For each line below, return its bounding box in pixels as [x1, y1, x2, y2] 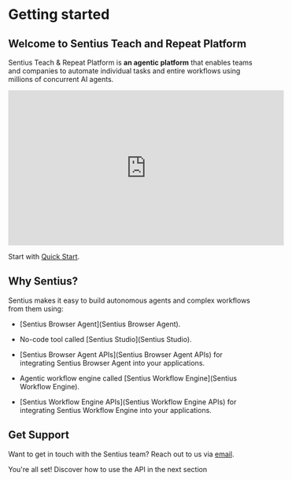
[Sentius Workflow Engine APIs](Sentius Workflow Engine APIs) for [19, 396, 237, 407]
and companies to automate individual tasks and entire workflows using [8, 66, 241, 76]
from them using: [8, 303, 64, 313]
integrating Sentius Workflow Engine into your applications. [19, 405, 213, 415]
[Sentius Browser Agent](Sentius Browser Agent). [19, 319, 181, 329]
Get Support [8, 428, 69, 442]
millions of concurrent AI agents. [8, 75, 114, 84]
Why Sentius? [8, 274, 79, 288]
